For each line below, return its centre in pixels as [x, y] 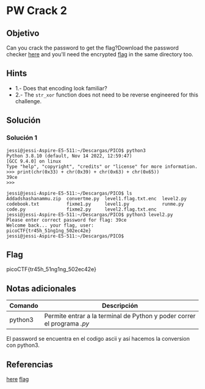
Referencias [30, 364]
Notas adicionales [41, 289]
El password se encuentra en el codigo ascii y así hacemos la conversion [98, 339]
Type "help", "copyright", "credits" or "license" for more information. [102, 166]
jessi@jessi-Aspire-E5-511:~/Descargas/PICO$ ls [69, 193]
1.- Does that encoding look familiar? [61, 88]
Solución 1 [22, 138]
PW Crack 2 [37, 11]
